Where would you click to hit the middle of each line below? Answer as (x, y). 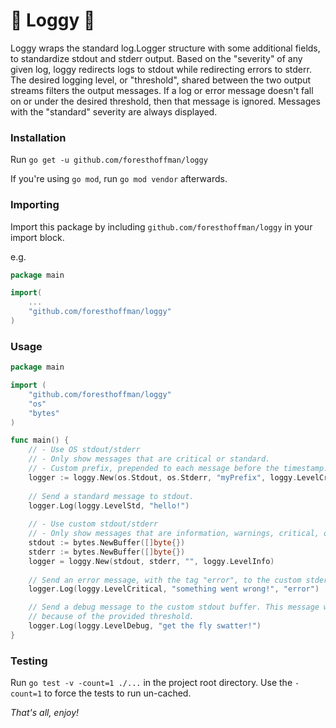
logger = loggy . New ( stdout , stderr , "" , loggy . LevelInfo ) (151, 561)
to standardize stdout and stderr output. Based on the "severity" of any (156, 58)
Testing (29, 661)
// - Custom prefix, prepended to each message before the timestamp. (178, 469)
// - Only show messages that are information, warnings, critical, (174, 534)
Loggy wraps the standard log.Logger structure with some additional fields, (165, 48)
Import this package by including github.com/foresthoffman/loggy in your (161, 226)
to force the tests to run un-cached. (118, 693)
